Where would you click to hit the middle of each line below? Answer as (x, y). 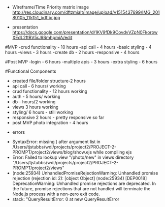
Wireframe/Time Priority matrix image (50, 7)
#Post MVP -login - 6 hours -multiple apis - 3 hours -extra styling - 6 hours (81, 62)
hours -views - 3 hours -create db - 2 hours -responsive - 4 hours (72, 52)
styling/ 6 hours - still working (43, 112)
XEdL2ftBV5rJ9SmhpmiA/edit (42, 37)
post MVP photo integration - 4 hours (50, 123)
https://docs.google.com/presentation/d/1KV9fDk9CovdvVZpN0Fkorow (85, 32)
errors (18, 132)
